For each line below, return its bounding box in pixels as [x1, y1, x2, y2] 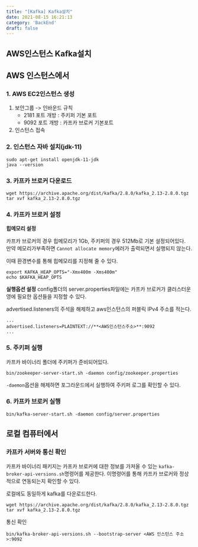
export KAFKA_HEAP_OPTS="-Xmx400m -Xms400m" [6, 269, 118, 275]
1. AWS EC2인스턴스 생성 [6, 89, 75, 98]
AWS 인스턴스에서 [6, 70, 70, 81]
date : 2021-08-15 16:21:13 [6, 14, 73, 20]
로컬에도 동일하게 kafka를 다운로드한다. [6, 490, 98, 497]
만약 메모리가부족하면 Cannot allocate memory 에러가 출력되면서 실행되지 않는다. [6, 245, 193, 252]
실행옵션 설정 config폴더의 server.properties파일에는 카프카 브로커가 [6, 285, 166, 293]
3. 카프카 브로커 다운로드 [6, 176, 72, 185]
